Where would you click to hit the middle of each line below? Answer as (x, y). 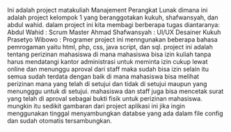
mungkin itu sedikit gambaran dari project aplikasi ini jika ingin (96, 106)
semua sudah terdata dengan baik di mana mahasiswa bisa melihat (103, 76)
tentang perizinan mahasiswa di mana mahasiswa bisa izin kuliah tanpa (109, 54)
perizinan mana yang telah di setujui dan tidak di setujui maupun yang (107, 84)
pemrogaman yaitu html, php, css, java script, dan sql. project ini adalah (110, 47)
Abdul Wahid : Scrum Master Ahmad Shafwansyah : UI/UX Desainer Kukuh (114, 32)
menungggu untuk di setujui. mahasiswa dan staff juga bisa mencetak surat (115, 91)
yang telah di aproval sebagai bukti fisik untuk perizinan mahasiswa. (105, 99)
